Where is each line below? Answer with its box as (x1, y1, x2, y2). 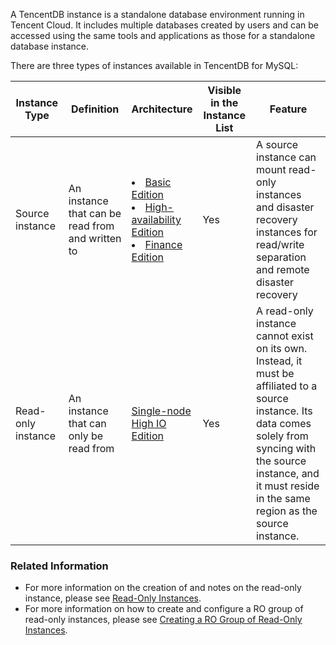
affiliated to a (256, 379, 318, 393)
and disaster (256, 200, 315, 214)
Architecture (131, 102, 193, 116)
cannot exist (256, 329, 314, 343)
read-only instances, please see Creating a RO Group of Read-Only (24, 614, 303, 626)
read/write (256, 238, 305, 251)
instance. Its (256, 404, 313, 418)
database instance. (10, 40, 90, 52)
